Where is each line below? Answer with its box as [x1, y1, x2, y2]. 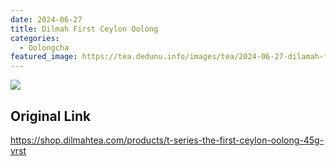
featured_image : [10, 52, 78, 62]
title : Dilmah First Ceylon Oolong [10, 24, 159, 34]
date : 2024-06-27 [10, 14, 83, 25]
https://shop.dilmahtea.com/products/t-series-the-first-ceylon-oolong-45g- [10, 134, 325, 146]
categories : [10, 33, 60, 43]
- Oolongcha [19, 42, 70, 53]
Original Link [10, 107, 92, 125]
